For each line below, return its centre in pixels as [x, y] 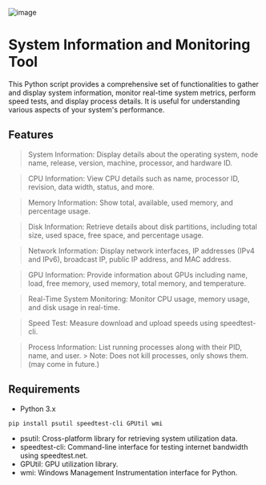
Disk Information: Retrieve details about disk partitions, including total [143, 226]
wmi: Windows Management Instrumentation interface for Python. [129, 472]
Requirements [44, 389]
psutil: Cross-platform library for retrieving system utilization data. [129, 438]
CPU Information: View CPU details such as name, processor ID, [134, 178]
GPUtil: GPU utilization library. [69, 464]
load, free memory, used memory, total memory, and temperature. [137, 283]
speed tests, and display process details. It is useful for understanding [124, 101]
